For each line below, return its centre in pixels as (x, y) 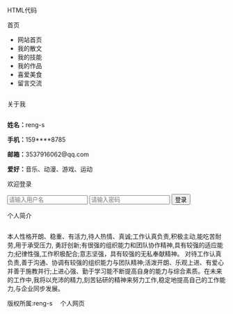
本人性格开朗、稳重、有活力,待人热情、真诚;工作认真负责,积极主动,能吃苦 (111, 236)
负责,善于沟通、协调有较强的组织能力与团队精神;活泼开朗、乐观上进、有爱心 (116, 262)
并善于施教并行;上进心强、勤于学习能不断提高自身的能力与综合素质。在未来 (115, 271)
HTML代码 (22, 10)
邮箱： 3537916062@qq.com (48, 154)
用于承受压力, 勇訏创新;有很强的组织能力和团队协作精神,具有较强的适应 (116, 245)
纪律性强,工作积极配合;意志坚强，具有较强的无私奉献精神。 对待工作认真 (118, 254)
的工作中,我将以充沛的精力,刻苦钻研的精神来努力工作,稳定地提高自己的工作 (114, 280)
